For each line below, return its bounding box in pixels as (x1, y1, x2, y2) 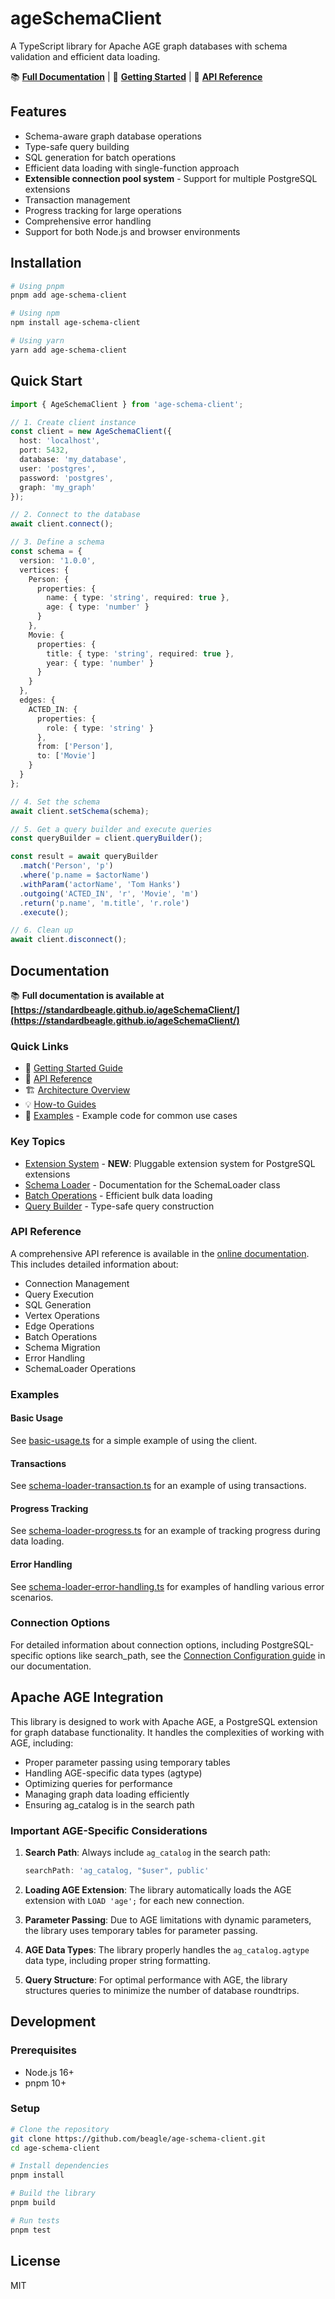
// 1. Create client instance (10, 417, 137, 427)
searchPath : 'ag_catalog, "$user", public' (24, 1865, 210, 1876)
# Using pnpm (10, 281, 65, 291)
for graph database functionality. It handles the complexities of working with (10, 1726, 325, 1738)
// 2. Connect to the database (10, 510, 141, 520)
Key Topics (10, 1135, 66, 1149)
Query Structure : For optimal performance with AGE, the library (24, 1973, 288, 1986)
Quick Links (10, 1039, 69, 1053)
